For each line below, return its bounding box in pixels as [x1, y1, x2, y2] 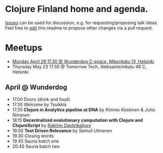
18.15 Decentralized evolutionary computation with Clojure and [12, 117, 143, 123]
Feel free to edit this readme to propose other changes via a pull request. [5, 25, 153, 31]
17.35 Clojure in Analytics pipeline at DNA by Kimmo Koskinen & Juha [12, 107, 155, 113]
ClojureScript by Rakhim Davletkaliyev [12, 122, 92, 128]
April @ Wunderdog [5, 83, 67, 92]
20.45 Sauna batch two [12, 143, 60, 149]
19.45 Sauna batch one [12, 138, 59, 144]
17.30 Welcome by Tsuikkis [12, 101, 67, 107]
